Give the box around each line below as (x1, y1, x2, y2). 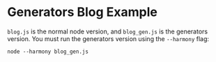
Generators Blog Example (7, 4, 158, 20)
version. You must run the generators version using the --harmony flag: (7, 34, 210, 42)
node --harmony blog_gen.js (7, 48, 89, 55)
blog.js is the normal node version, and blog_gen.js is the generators (7, 27, 208, 36)
